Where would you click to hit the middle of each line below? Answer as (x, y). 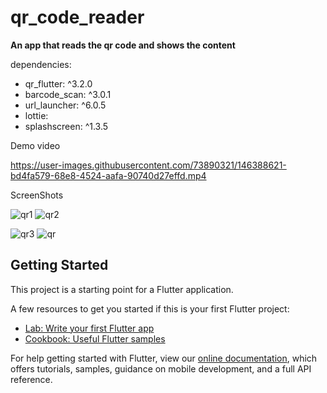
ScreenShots (37, 195)
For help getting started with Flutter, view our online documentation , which (164, 358)
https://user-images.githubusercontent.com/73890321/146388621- (148, 165)
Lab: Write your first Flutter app (89, 328)
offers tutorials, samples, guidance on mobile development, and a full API (161, 368)
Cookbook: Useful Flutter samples (95, 338)
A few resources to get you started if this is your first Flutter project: (150, 308)
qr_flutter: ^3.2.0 (58, 83)
